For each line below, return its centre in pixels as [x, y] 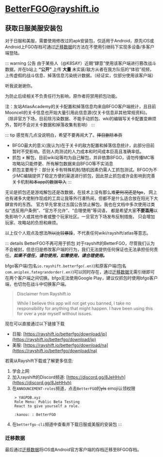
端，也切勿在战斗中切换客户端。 [37, 284]
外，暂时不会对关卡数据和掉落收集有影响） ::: [50, 125]
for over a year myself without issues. [54, 313]
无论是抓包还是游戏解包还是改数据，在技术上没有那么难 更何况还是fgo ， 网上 [81, 192]
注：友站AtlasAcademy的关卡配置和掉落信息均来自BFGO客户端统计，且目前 [81, 106]
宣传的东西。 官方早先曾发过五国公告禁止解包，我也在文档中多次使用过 [80, 204]
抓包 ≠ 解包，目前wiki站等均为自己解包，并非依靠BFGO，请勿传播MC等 [83, 157]
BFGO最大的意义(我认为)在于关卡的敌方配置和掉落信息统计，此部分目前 [83, 145]
